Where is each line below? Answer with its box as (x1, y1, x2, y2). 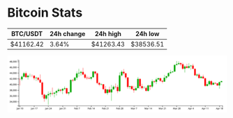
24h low (135, 30, 160, 38)
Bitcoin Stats (7, 5, 83, 21)
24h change (50, 30, 86, 38)
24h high (94, 30, 122, 38)
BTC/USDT (11, 30, 43, 38)
